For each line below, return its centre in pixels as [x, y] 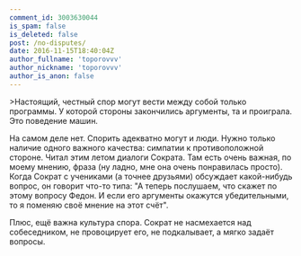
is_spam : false [38, 26]
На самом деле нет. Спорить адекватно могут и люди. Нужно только [142, 138]
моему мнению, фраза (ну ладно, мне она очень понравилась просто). [146, 166]
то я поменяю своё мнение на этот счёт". [89, 205]
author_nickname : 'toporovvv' [66, 68]
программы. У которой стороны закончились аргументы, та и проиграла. [151, 111]
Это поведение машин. [54, 120]
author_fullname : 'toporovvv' [66, 59]
